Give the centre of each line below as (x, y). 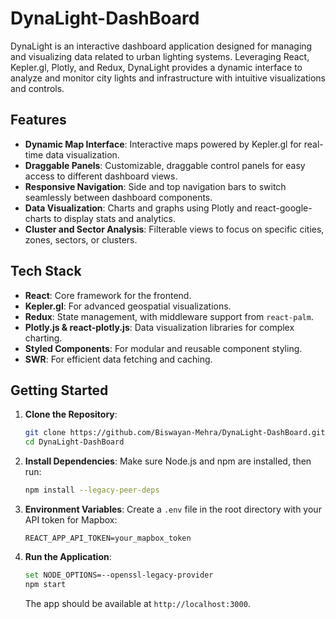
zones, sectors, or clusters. (81, 239)
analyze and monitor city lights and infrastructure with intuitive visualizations (168, 78)
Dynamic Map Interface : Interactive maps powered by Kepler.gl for (163, 144)
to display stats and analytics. (114, 218)
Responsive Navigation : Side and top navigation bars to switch (155, 186)
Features (38, 120)
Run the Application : (68, 556)
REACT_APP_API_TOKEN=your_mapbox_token (108, 538)
